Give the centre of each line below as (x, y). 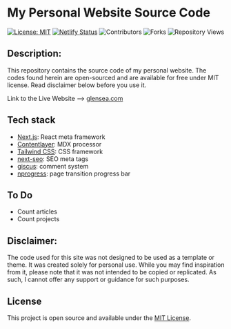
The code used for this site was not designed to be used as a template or (111, 258)
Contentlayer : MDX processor (59, 144)
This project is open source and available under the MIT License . (99, 318)
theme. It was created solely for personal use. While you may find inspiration (116, 265)
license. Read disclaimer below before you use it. (77, 85)
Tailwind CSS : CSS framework (60, 151)
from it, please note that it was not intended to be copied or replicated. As (112, 272)
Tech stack (31, 120)
